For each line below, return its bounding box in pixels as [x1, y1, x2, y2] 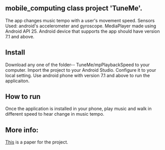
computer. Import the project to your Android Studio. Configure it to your [5, 67, 156, 73]
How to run [5, 92, 41, 101]
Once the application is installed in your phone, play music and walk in [5, 106, 152, 112]
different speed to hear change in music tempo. [5, 111, 105, 117]
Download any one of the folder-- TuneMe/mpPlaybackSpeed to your [5, 62, 150, 68]
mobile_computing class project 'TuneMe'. [5, 4, 143, 13]
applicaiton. [5, 78, 30, 84]
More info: [5, 126, 39, 134]
